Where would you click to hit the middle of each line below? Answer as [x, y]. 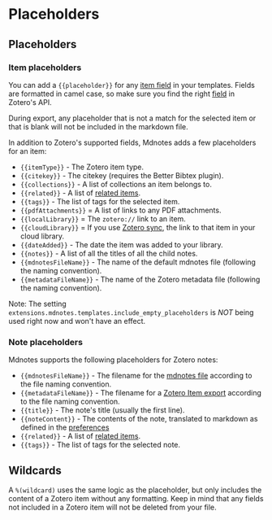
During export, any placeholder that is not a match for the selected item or [132, 118]
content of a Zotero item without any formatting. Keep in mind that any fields [136, 498]
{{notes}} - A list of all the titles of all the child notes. [109, 253]
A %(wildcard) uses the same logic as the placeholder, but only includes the [135, 490]
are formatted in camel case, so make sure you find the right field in [122, 94]
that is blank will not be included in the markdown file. [98, 126]
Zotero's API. [30, 102]
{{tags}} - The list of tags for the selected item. [100, 201]
